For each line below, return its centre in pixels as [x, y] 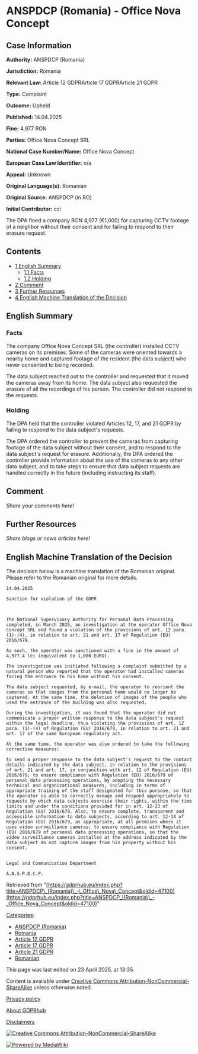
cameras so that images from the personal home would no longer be [91, 692]
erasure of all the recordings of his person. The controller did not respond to [99, 389]
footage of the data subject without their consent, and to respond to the [94, 447]
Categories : [20, 915]
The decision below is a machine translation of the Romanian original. [91, 571]
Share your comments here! [40, 506]
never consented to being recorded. [50, 365]
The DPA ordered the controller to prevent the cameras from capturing [92, 441]
